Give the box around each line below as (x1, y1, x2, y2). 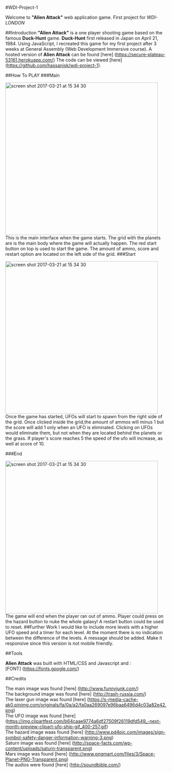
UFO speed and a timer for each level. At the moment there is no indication (5, 629, 163, 635)
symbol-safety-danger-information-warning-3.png (5, 735, 112, 740)
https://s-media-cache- (89, 697, 139, 702)
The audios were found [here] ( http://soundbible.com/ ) (5, 762, 121, 768)
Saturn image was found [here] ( (5, 740, 74, 746)
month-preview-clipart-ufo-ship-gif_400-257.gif (5, 724, 106, 729)
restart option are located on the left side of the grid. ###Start (5, 251, 136, 257)
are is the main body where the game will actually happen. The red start (5, 240, 157, 246)
